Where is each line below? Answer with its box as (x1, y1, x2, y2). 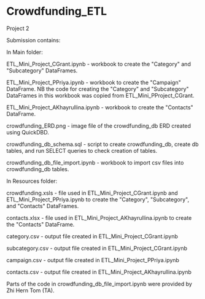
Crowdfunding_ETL (6, 4, 107, 18)
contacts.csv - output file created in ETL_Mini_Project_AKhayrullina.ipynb (6, 268, 192, 276)
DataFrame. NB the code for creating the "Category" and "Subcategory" (6, 85, 189, 93)
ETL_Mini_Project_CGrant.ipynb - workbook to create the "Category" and (6, 60, 191, 68)
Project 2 (6, 25, 29, 32)
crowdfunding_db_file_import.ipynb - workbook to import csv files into (6, 158, 184, 166)
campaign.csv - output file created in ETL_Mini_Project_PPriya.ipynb (6, 256, 180, 263)
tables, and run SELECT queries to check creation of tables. (6, 147, 158, 154)
